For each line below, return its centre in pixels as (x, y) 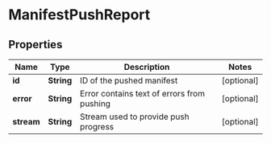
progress (97, 127)
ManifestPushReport (79, 15)
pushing (95, 104)
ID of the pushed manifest (129, 80)
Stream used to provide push (134, 116)
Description (147, 67)
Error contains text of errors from (142, 94)
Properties (35, 45)
